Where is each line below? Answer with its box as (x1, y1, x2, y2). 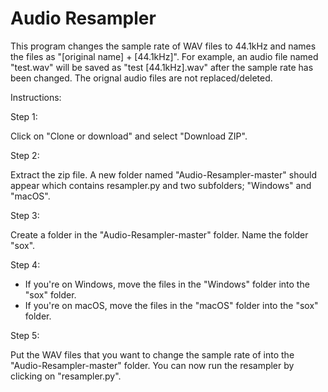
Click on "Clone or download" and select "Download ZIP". (10, 130, 248, 142)
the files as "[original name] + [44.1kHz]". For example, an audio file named (10, 50, 319, 62)
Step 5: (10, 329, 40, 341)
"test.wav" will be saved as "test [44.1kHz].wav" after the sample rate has (10, 61, 314, 73)
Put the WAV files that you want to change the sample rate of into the (10, 348, 295, 361)
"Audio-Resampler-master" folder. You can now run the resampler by (10, 359, 295, 371)
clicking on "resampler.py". (10, 370, 122, 382)
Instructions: (10, 91, 62, 103)
